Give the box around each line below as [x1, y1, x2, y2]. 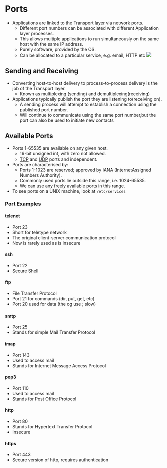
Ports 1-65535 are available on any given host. [12, 145, 108, 151]
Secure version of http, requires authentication [12, 457, 109, 463]
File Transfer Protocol [12, 290, 57, 296]
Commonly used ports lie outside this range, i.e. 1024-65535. [19, 177, 146, 183]
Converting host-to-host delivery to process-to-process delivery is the [12, 80, 158, 86]
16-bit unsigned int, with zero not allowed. [19, 150, 106, 157]
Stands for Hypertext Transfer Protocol [12, 423, 93, 429]
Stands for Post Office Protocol [12, 396, 77, 402]
